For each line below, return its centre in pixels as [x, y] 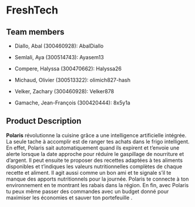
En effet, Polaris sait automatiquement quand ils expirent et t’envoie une [93, 148]
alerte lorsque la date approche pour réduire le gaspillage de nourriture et [95, 154]
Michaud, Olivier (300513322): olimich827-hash [73, 80]
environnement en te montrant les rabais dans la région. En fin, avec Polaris [97, 185]
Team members [35, 32]
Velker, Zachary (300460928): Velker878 [64, 91]
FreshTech [32, 10]
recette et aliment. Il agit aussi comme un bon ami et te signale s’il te [89, 172]
